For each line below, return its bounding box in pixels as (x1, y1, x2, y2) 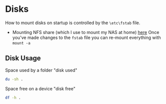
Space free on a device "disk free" (5, 85, 76, 92)
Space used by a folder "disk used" (5, 67, 78, 73)
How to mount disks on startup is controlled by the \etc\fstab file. (5, 20, 140, 26)
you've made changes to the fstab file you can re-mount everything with (12, 35, 161, 40)
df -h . (5, 95, 21, 100)
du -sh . (5, 76, 23, 82)
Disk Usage (5, 54, 41, 63)
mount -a (12, 40, 31, 45)
